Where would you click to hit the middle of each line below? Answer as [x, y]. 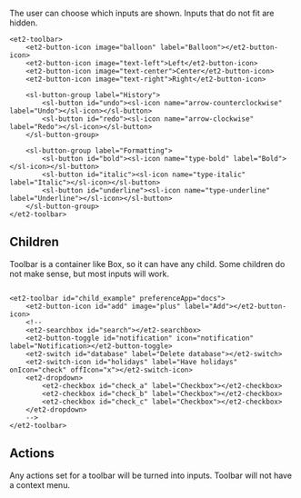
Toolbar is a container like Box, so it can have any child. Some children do [147, 264]
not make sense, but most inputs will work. [90, 274]
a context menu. [40, 484]
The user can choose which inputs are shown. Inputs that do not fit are [142, 13]
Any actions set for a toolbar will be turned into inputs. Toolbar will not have [151, 475]
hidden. [24, 23]
